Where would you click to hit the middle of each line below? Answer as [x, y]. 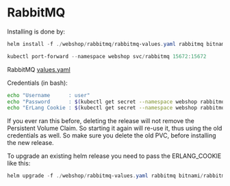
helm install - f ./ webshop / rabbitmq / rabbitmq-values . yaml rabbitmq [105, 44]
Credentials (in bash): [38, 83]
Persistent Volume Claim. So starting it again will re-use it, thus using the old [115, 129]
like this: [19, 163]
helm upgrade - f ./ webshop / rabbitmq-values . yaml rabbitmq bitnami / [105, 176]
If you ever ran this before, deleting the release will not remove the [101, 121]
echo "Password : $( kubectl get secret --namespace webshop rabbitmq [116, 102]
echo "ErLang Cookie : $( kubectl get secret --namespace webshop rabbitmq [116, 108]
